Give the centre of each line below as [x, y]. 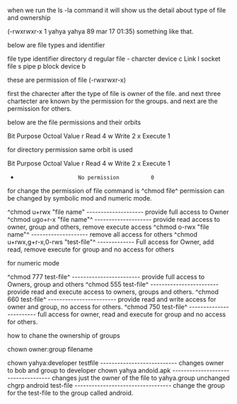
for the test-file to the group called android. [70, 393]
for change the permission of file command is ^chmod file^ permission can [116, 191]
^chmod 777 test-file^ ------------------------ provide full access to [106, 277]
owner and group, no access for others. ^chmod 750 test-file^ [97, 307]
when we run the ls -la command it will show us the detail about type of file [117, 10]
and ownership [29, 18]
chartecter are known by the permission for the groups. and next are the [112, 101]
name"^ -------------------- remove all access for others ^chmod [103, 234]
